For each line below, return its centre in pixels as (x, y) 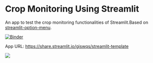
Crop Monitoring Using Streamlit (72, 9)
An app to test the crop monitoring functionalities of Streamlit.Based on (76, 22)
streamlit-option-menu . (29, 27)
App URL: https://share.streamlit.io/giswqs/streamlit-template (67, 46)
